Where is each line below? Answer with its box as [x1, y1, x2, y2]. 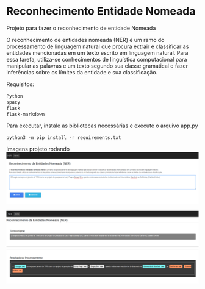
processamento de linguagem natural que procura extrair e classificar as [6, 43, 189, 50]
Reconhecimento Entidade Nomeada [6, 4, 196, 18]
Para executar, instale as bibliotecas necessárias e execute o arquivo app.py [6, 122, 198, 129]
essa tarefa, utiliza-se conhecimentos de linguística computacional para [6, 55, 187, 63]
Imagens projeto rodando [6, 145, 70, 152]
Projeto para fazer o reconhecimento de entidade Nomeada [6, 24, 156, 32]
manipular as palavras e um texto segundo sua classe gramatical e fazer [6, 62, 188, 70]
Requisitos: [6, 80, 35, 88]
